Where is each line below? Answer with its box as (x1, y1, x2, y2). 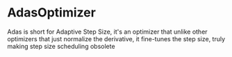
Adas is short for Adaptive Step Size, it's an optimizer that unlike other (7, 27, 208, 36)
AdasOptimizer (7, 5, 96, 21)
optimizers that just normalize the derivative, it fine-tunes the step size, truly (7, 34, 226, 43)
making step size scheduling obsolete (7, 42, 116, 50)
